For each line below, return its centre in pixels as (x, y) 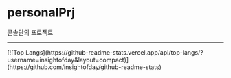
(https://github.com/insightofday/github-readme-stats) (84, 67)
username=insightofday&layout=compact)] (68, 60)
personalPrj (41, 13)
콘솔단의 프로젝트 (30, 32)
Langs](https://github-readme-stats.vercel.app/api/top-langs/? (115, 52)
